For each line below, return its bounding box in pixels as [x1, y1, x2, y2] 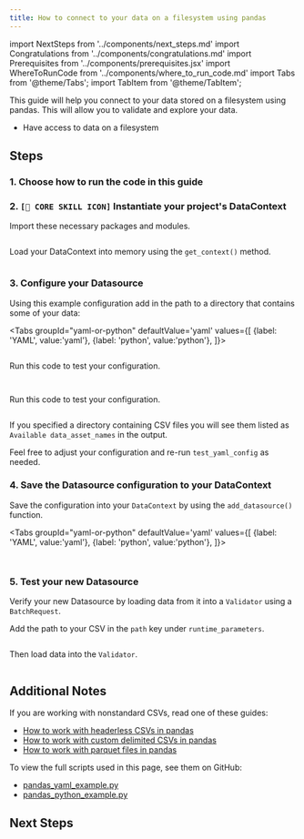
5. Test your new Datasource [9, 575, 139, 588]
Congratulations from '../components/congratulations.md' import [9, 47, 252, 59]
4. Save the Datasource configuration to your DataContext [9, 479, 272, 491]
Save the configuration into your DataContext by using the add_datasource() [9, 500, 293, 510]
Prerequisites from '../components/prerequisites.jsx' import [9, 57, 230, 68]
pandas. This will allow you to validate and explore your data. [9, 104, 238, 115]
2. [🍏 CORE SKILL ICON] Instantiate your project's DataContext [9, 199, 287, 212]
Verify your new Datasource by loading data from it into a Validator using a [9, 596, 293, 607]
